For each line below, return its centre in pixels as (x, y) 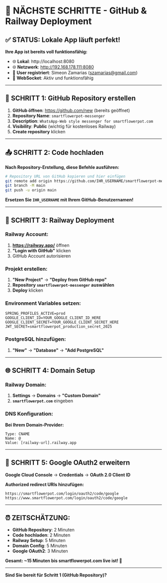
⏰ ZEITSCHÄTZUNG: (38, 518)
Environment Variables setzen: (43, 303)
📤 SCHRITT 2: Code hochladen (54, 153)
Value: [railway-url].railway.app (41, 443)
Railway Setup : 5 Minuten (39, 541)
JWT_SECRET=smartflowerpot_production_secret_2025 (59, 327)
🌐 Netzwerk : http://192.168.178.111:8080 (53, 67)
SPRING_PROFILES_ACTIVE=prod (35, 314)
